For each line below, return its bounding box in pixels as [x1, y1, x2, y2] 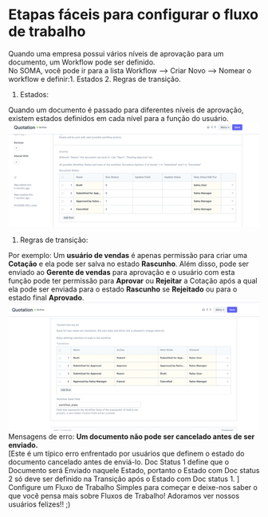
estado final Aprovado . [8, 292, 85, 302]
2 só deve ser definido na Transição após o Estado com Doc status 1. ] [8, 474, 240, 484]
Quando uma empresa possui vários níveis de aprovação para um [8, 49, 224, 58]
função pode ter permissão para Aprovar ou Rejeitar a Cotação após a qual [8, 276, 258, 285]
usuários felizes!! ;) [8, 499, 71, 509]
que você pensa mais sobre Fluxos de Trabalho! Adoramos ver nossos [8, 491, 240, 500]
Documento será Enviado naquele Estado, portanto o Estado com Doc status [8, 465, 260, 475]
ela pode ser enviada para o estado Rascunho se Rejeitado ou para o [8, 284, 238, 294]
